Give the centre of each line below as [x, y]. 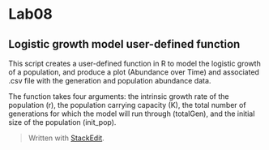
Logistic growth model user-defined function [124, 44]
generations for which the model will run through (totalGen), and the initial [132, 114]
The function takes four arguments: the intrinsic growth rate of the [119, 96]
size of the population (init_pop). [62, 122]
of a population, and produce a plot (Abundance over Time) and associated [134, 72]
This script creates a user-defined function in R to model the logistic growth [134, 63]
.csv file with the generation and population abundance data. [110, 81]
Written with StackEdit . [66, 138]
